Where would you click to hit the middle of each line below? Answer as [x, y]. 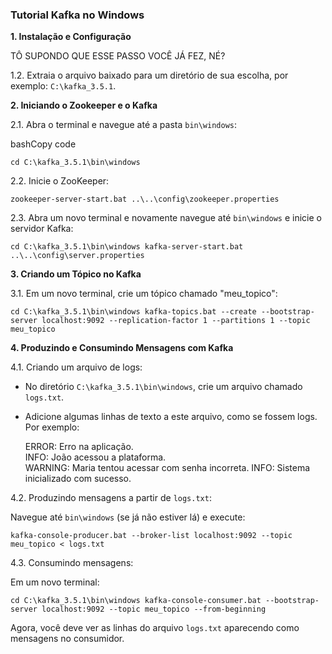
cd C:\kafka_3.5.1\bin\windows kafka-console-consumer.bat [136, 601]
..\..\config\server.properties [77, 256]
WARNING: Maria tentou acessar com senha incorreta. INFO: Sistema [167, 468]
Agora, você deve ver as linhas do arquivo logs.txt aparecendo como [155, 628]
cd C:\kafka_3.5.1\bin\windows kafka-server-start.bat [127, 247]
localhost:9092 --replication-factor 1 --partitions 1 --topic [176, 321]
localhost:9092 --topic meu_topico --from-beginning [154, 609]
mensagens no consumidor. [67, 639]
